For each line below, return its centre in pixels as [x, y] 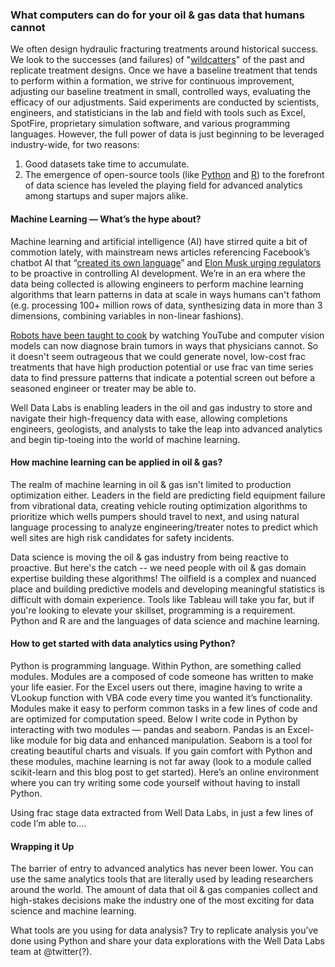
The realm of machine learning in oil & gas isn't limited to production [151, 484]
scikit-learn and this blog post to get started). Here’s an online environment [165, 772]
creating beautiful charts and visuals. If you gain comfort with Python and [161, 750]
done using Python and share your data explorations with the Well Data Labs [167, 941]
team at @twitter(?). [51, 952]
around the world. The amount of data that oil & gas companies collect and [164, 890]
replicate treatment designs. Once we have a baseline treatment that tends [164, 70]
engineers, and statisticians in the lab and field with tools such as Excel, [158, 113]
